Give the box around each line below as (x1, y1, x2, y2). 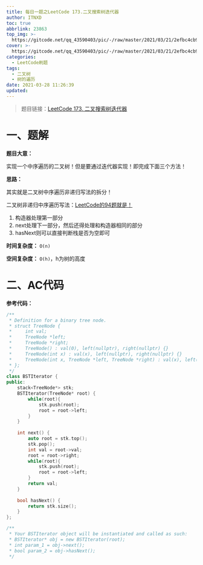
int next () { (17, 430, 50, 436)
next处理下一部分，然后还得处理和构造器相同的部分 (14, 222, 143, 229)
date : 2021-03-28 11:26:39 (6, 82, 74, 88)
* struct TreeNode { (8, 323, 61, 329)
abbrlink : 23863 (6, 25, 47, 32)
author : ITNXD (6, 15, 42, 21)
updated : (6, 88, 28, 94)
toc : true (6, 20, 31, 26)
